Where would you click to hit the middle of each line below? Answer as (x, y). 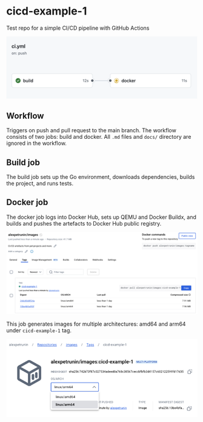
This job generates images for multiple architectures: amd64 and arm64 (96, 324)
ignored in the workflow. (36, 143)
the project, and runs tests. (40, 183)
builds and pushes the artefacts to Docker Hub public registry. (84, 223)
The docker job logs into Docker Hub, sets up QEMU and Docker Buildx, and (101, 217)
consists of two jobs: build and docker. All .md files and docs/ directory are (99, 137)
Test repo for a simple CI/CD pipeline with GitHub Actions (78, 28)
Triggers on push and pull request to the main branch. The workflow (92, 130)
